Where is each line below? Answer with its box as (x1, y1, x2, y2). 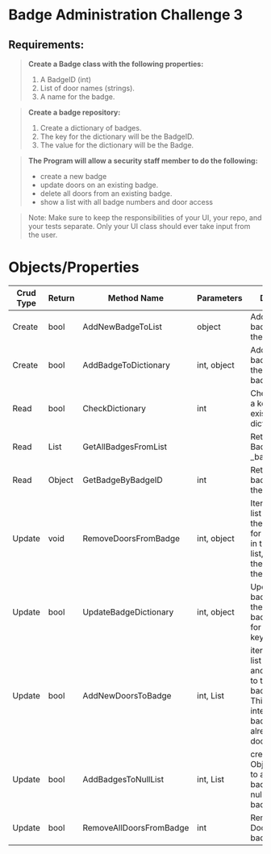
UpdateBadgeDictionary (82, 606, 174, 618)
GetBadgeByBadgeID (82, 474, 163, 485)
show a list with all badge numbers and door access (40, 198, 214, 206)
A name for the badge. (40, 92, 115, 102)
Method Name (107, 292, 164, 303)
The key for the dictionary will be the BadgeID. (40, 131, 194, 141)
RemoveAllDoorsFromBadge (82, 822, 190, 833)
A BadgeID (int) (40, 75, 91, 84)
